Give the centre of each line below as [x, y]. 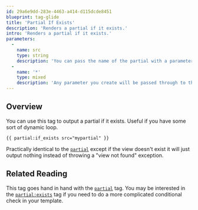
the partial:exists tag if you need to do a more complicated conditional [94, 194]
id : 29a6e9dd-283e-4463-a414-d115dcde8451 [59, 12]
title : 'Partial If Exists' [41, 22]
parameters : [21, 39]
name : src [29, 50]
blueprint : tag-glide [33, 17]
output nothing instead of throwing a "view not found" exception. [85, 155]
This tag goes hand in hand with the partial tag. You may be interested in [96, 188]
